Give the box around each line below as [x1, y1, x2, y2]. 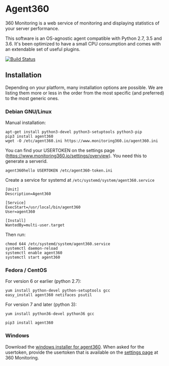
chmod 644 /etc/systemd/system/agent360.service [5, 241, 110, 247]
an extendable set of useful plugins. [5, 46, 80, 52]
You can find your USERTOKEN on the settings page [5, 148, 115, 154]
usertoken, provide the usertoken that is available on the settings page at [5, 349, 158, 355]
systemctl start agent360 [5, 255, 60, 260]
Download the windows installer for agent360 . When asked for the [5, 344, 145, 350]
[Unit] [5, 187, 19, 192]
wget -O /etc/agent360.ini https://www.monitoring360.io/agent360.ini [5, 138, 158, 143]
